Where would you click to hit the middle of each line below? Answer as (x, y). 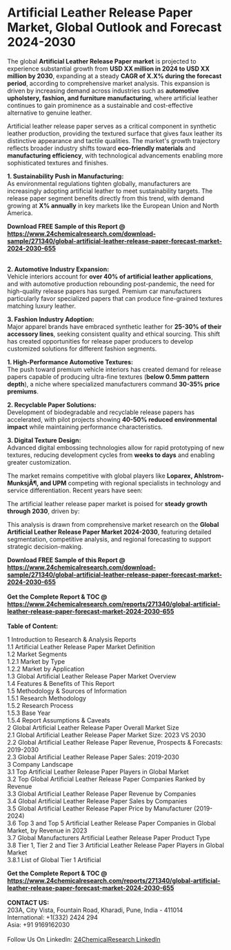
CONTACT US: (28, 902)
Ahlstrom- (209, 476)
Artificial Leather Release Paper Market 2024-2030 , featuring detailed (109, 532)
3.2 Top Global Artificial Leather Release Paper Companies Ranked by (106, 779)
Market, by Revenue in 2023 (47, 830)
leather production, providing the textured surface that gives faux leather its (115, 133)
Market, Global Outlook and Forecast (114, 27)
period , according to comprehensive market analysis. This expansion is (109, 83)
